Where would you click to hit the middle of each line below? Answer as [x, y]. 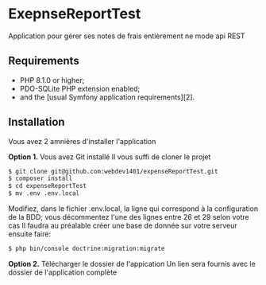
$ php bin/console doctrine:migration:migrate [87, 249]
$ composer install [40, 179]
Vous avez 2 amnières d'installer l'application [82, 141]
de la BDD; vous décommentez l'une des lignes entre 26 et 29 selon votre [129, 217]
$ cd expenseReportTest [48, 186]
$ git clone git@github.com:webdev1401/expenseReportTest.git [113, 171]
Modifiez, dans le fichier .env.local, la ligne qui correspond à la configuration [133, 209]
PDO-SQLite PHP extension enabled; [80, 88]
